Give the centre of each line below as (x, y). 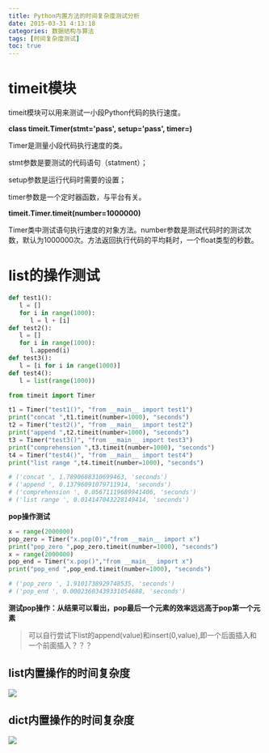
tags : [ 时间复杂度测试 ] (44, 38)
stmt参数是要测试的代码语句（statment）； (78, 163)
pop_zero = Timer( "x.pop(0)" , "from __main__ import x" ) (104, 539)
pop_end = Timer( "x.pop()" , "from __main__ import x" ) (101, 562)
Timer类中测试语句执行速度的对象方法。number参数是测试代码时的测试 (126, 230)
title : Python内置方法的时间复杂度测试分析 (74, 16)
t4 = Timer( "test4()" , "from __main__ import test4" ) (101, 455)
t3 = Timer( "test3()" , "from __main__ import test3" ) (101, 440)
